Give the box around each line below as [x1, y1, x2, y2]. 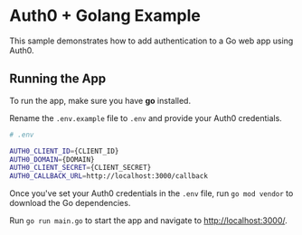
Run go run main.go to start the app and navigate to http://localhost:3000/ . [9, 215, 288, 226]
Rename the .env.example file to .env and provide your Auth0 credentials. [9, 112, 282, 123]
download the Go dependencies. [9, 198, 131, 209]
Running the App [9, 71, 107, 87]
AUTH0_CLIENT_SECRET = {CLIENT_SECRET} [9, 164, 152, 173]
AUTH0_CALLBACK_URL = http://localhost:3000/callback [9, 172, 208, 181]
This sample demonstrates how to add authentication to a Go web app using [9, 35, 294, 46]
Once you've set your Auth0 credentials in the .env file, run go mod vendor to [9, 188, 294, 199]
